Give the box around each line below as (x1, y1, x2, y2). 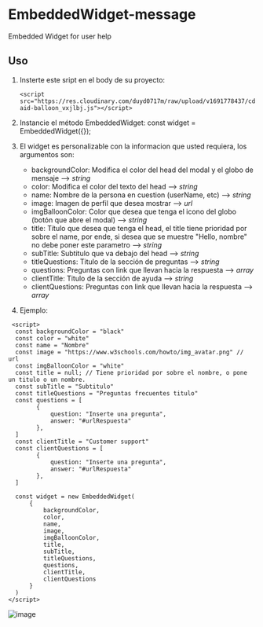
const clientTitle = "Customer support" (15, 438, 149, 445)
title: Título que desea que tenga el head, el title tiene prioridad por (31, 223, 247, 233)
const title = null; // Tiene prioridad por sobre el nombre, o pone (15, 368, 247, 376)
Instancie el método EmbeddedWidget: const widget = (19, 118, 196, 127)
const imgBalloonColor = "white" (15, 361, 125, 370)
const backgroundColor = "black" (15, 328, 125, 335)
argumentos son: (19, 149, 75, 159)
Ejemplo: (19, 305, 49, 315)
